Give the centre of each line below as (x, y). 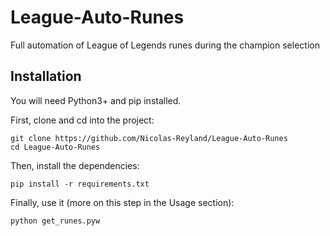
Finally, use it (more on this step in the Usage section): (122, 202)
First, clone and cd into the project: (82, 120)
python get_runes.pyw (55, 221)
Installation (46, 76)
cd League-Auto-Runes (55, 147)
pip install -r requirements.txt (80, 184)
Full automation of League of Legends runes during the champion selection (165, 45)
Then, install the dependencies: (75, 165)
